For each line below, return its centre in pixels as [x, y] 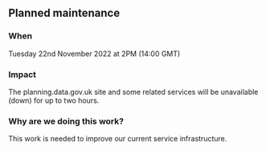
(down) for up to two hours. [54, 100]
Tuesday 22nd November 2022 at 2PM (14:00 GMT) [94, 53]
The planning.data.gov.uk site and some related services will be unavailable [133, 92]
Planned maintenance [64, 13]
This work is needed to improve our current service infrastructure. [118, 139]
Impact [23, 74]
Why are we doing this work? [66, 121]
